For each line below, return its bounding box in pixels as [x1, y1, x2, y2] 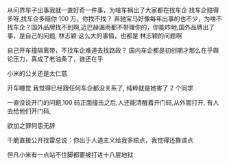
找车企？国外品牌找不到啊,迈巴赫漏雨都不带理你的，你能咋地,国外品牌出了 [7, 23, 215, 31]
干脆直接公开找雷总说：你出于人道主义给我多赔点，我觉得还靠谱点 [7, 136, 193, 144]
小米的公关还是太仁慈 [7, 69, 67, 77]
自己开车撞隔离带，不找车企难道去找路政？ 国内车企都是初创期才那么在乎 [7, 47, 213, 54]
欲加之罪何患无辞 [7, 122, 56, 129]
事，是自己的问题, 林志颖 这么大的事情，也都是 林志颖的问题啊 [7, 31, 182, 40]
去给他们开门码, [7, 107, 51, 115]
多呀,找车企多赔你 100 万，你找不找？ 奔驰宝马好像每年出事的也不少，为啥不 [7, 14, 223, 23]
